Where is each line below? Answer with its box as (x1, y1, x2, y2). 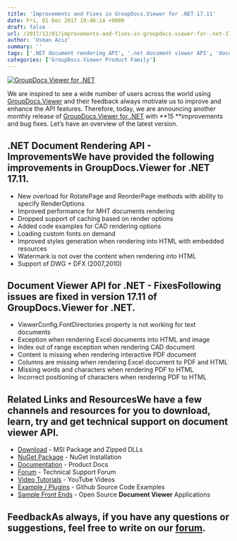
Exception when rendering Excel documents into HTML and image (17, 335, 210, 344)
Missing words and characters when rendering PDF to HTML (17, 365, 194, 374)
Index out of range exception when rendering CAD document (17, 343, 195, 352)
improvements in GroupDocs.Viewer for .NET (7, 162, 210, 174)
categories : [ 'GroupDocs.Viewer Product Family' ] (7, 57, 157, 64)
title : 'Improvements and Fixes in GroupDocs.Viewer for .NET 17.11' (7, 10, 217, 18)
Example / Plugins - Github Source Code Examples (17, 483, 165, 492)
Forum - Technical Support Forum (17, 468, 116, 477)
